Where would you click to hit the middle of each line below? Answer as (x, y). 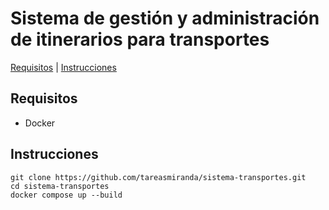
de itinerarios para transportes (140, 39)
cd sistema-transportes (60, 186)
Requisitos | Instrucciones (63, 67)
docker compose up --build (66, 195)
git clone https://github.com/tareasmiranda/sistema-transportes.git (158, 177)
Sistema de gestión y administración (165, 18)
